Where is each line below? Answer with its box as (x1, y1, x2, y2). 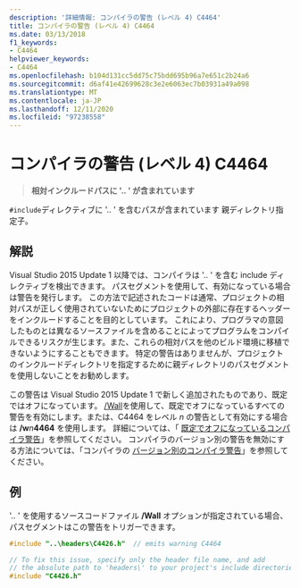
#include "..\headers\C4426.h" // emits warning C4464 (9, 539, 221, 548)
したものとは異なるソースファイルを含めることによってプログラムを (9, 325, 259, 336)
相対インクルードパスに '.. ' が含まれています (30, 185, 196, 197)
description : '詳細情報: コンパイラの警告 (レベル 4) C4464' (9, 13, 221, 22)
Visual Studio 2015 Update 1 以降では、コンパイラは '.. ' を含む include (9, 269, 268, 280)
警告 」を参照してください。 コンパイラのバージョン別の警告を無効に (24, 433, 277, 444)
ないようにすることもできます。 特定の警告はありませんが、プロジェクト (16, 348, 284, 358)
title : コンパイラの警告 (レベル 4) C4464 (9, 21, 154, 30)
